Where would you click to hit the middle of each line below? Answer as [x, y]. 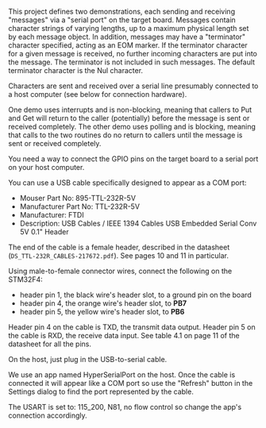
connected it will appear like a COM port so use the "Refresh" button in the [131, 383]
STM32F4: [26, 280]
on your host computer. [46, 167]
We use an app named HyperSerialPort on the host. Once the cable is [122, 375]
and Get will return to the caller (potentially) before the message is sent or [129, 118]
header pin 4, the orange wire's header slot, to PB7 [103, 303]
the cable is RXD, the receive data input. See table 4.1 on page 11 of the [124, 335]
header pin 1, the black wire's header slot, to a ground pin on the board [135, 295]
